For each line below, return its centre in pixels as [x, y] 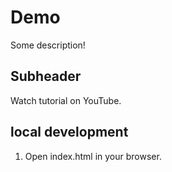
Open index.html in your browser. [93, 156]
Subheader [46, 76]
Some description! [48, 45]
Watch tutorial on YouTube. [66, 100]
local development [69, 132]
